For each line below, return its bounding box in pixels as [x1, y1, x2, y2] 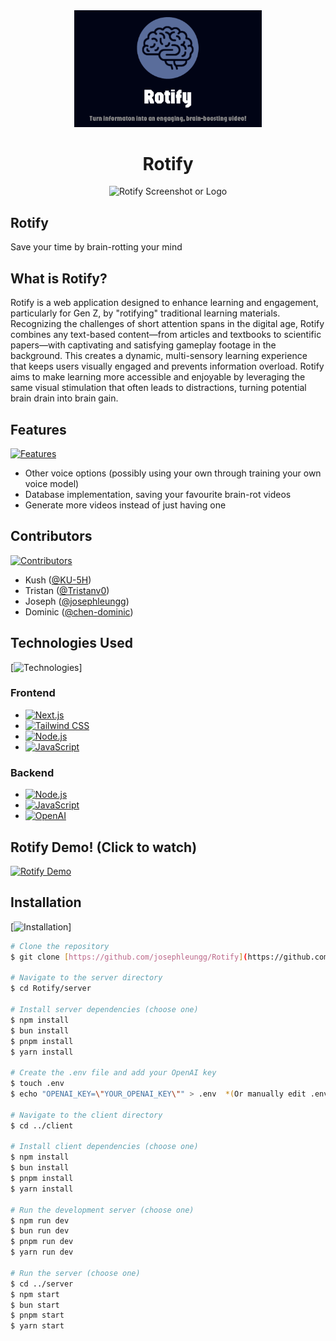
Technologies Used [10, 635, 133, 652]
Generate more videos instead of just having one [24, 499, 227, 511]
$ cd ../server [10, 1279, 74, 1289]
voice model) [24, 477, 80, 489]
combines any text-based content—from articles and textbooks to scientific [10, 329, 322, 341]
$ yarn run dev [10, 1247, 74, 1258]
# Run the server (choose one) [10, 1268, 141, 1278]
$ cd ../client [10, 1120, 74, 1131]
